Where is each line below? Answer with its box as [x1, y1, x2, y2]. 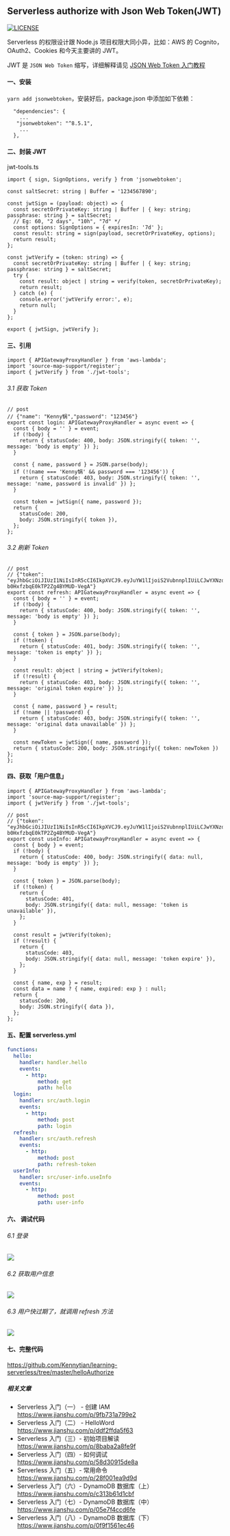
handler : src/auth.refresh [19, 1135, 97, 1142]
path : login [37, 1122, 72, 1129]
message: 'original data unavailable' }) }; [7, 720, 136, 728]
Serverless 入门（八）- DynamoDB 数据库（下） [16, 1513, 153, 1522]
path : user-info [37, 1199, 84, 1206]
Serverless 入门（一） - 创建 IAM [16, 1403, 111, 1411]
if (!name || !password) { [13, 709, 90, 716]
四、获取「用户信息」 [7, 772, 67, 780]
